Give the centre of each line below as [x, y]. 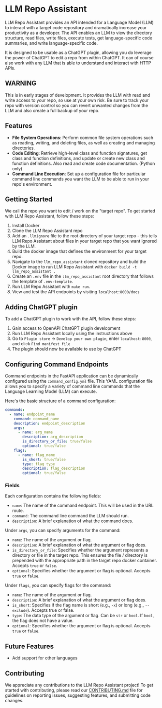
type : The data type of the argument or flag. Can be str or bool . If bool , [83, 616]
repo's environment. [32, 184]
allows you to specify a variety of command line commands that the [73, 386]
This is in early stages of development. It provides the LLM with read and [78, 95]
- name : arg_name [35, 432]
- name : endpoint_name [32, 414]
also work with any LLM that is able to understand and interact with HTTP [78, 63]
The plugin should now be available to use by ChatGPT [67, 349]
